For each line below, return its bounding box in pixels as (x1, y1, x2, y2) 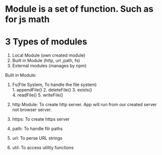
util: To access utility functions (12, 145, 74, 151)
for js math (5, 14, 50, 25)
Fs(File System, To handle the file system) (12, 82, 97, 88)
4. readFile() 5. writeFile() (12, 92, 64, 98)
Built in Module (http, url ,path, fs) (12, 58, 80, 64)
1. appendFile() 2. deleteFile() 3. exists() (12, 87, 93, 93)
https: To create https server (12, 116, 70, 122)
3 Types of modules (5, 36, 87, 47)
